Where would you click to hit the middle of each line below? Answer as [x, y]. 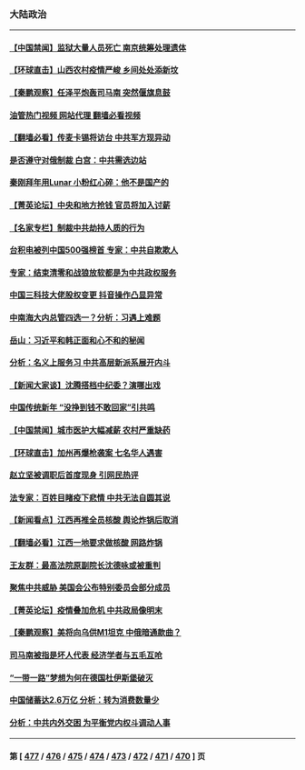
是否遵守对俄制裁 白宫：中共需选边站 [78, 160]
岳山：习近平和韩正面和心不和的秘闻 [77, 340]
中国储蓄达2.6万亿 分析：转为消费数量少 [84, 700]
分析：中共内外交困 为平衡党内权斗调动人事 [90, 722]
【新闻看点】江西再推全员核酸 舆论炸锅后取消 [94, 520]
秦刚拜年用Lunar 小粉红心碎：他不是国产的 [89, 183]
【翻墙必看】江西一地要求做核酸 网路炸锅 [86, 542]
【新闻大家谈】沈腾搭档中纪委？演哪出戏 [85, 385]
